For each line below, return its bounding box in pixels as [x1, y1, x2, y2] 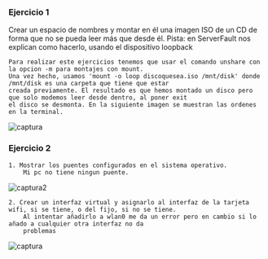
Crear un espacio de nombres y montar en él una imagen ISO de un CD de [8, 25, 258, 35]
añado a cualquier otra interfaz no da [8, 219, 144, 228]
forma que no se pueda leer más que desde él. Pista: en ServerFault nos [8, 33, 251, 43]
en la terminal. [8, 108, 64, 116]
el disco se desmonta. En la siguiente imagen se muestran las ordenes [8, 101, 257, 109]
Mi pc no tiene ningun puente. [23, 168, 130, 177]
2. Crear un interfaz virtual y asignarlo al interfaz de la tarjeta [8, 198, 250, 206]
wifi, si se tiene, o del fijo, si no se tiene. [8, 205, 177, 213]
